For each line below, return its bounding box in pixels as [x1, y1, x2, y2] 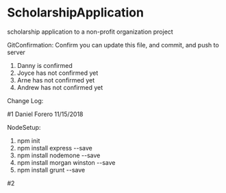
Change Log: [7, 96, 44, 104]
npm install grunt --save [16, 166, 86, 174]
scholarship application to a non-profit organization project [7, 27, 173, 36]
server [7, 48, 26, 56]
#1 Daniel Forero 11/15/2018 [7, 110, 84, 118]
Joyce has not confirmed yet [16, 69, 99, 77]
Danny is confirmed [16, 61, 73, 69]
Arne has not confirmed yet [16, 76, 95, 84]
